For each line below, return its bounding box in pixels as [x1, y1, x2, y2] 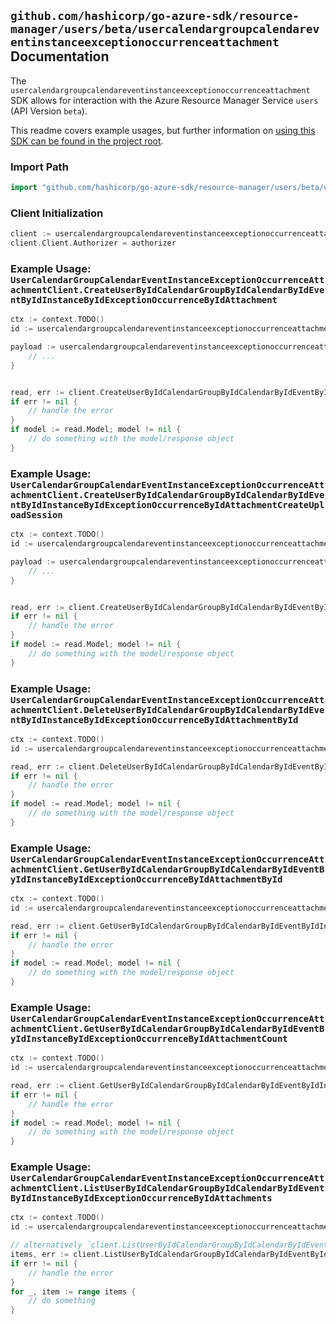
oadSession [10, 509, 63, 520]
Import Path [10, 160, 69, 174]
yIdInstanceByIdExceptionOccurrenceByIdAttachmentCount [10, 1033, 288, 1044]
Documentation [10, 48, 110, 65]
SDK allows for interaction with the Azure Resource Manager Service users [10, 94, 319, 106]
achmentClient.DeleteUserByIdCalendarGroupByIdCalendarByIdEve [10, 704, 325, 715]
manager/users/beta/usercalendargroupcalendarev [10, 22, 320, 37]
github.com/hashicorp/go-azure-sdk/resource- [10, 9, 300, 24]
